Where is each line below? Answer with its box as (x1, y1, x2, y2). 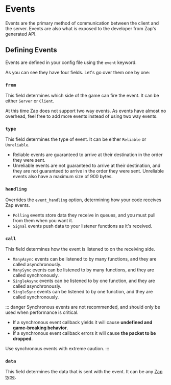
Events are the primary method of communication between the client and (5, 20, 159, 26)
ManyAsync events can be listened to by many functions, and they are (12, 255, 157, 262)
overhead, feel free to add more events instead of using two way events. (5, 113, 158, 119)
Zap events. (5, 202, 30, 208)
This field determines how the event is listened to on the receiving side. (5, 246, 156, 252)
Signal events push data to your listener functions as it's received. (12, 223, 152, 229)
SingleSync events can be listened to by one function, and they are (12, 288, 153, 294)
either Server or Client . (5, 98, 55, 104)
